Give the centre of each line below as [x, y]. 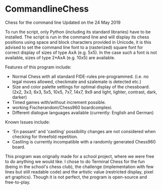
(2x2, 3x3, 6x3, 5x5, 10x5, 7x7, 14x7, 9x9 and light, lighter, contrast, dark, [85, 92]
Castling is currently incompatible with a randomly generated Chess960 [84, 141]
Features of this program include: [38, 67]
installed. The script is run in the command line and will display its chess [77, 37]
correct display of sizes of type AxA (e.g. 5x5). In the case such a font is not [81, 52]
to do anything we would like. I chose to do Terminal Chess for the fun [75, 161]
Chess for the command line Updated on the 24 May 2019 [63, 22]
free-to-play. [18, 182]
